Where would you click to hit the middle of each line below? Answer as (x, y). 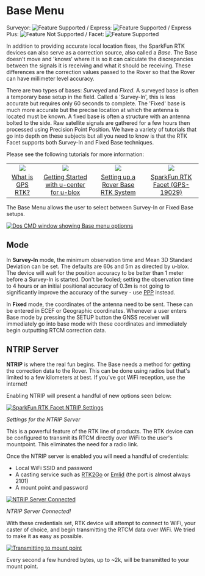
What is (22, 177)
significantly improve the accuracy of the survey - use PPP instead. (91, 292)
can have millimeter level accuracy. (50, 78)
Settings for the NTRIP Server (43, 419)
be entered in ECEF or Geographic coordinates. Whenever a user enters (97, 310)
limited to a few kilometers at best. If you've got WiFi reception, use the (96, 377)
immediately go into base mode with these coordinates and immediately (97, 324)
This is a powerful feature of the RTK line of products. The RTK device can (100, 431)
